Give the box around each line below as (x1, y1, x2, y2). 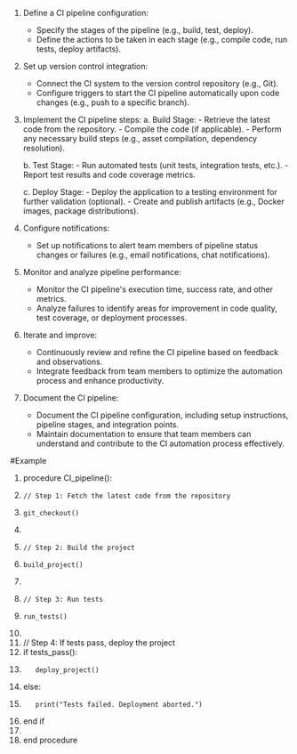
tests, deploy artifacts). (36, 44, 122, 54)
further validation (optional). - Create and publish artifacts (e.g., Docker (22, 196, 285, 207)
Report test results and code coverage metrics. (22, 169, 197, 180)
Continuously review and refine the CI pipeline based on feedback (36, 347, 279, 357)
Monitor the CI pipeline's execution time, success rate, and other (36, 284, 274, 295)
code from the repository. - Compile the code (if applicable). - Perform (22, 124, 283, 134)
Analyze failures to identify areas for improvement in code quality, (36, 303, 278, 313)
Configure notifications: (22, 223, 110, 233)
